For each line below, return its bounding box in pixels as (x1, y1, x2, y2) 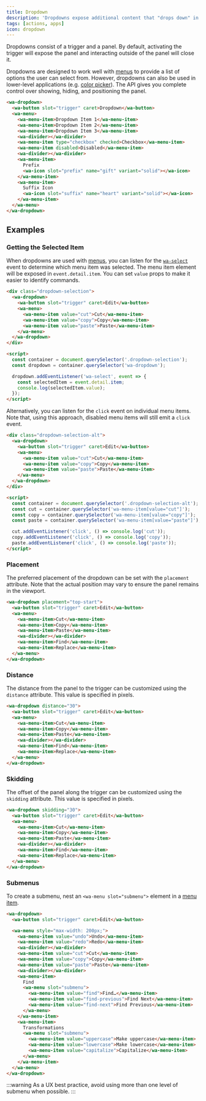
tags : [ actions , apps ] (6, 20, 64, 26)
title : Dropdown (6, 9, 48, 15)
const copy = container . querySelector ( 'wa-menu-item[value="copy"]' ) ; (12, 512, 196, 518)
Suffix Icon (22, 185, 53, 191)
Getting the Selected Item (6, 243, 84, 252)
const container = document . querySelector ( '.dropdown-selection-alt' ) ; (12, 500, 199, 506)
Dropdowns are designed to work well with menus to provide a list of (6, 68, 180, 75)
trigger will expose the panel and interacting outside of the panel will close (6, 50, 194, 57)
